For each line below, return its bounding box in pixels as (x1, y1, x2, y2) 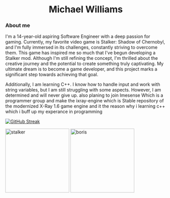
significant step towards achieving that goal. (5, 72, 99, 78)
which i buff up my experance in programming (5, 108, 103, 115)
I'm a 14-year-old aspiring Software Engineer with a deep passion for (5, 33, 151, 39)
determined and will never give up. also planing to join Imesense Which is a (5, 92, 163, 98)
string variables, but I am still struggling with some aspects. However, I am (5, 87, 162, 93)
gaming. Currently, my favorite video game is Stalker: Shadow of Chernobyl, (5, 39, 165, 45)
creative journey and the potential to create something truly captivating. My (5, 60, 164, 67)
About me (5, 22, 31, 29)
